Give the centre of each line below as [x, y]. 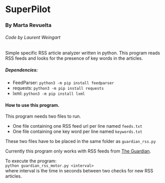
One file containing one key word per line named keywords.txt [77, 132]
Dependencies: [22, 70]
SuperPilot [28, 9]
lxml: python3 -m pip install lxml [49, 94]
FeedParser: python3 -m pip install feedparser [63, 83]
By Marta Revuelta [28, 25]
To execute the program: [31, 161]
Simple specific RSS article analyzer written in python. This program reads [83, 53]
